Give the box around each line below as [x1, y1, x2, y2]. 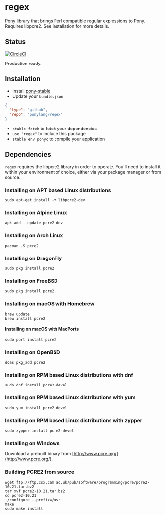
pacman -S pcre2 [5, 243, 39, 248]
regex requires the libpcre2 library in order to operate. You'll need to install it [5, 163, 161, 170]
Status [5, 38, 26, 46]
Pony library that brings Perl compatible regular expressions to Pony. [5, 18, 146, 24]
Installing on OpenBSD [5, 349, 60, 356]
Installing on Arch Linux [5, 232, 63, 239]
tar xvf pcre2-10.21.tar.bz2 [5, 488, 65, 494]
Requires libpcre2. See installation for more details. [5, 23, 110, 29]
